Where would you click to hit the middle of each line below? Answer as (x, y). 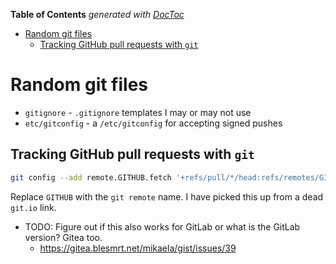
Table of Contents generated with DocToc (97, 14)
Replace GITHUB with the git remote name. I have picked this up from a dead (167, 196)
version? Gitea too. (63, 237)
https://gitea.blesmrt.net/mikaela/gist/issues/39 (138, 248)
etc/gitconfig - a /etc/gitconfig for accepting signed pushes (153, 123)
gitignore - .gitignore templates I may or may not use (138, 112)
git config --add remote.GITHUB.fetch (91, 177)
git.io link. (33, 207)
